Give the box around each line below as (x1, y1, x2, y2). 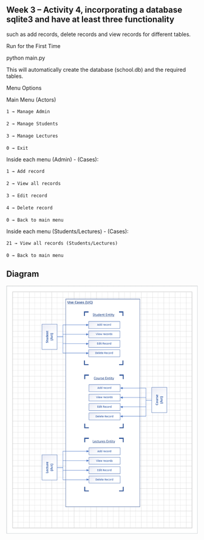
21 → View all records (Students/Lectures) (6, 240, 118, 246)
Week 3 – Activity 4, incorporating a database (6, 5, 183, 15)
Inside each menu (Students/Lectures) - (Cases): (6, 228, 129, 235)
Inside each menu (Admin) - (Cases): (6, 155, 99, 163)
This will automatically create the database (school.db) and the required (6, 66, 186, 73)
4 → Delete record (6, 205, 53, 211)
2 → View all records (6, 180, 61, 186)
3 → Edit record (6, 192, 47, 198)
